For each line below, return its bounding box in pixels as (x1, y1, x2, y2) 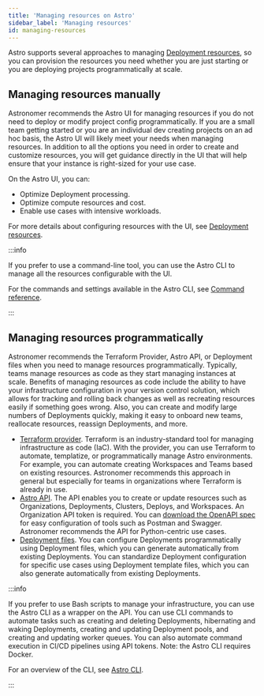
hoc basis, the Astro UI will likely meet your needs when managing (8, 134, 224, 143)
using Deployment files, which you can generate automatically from (19, 544, 239, 553)
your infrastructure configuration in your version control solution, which (8, 386, 240, 395)
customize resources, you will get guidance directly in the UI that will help (8, 151, 247, 160)
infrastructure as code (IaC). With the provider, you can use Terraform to (19, 443, 256, 452)
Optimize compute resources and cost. (19, 198, 147, 208)
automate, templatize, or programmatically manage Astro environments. (19, 451, 253, 461)
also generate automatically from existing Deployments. (19, 569, 201, 577)
